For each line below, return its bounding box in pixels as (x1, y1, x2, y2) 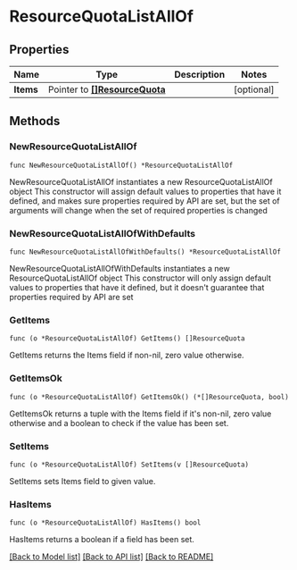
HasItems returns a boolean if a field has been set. (9, 534, 194, 545)
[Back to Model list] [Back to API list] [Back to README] (9, 551, 214, 562)
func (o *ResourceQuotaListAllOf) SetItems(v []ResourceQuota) (9, 460, 250, 469)
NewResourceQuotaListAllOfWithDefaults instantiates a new (9, 263, 230, 273)
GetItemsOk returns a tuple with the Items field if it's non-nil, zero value (9, 408, 272, 419)
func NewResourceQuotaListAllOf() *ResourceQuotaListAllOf (9, 161, 234, 170)
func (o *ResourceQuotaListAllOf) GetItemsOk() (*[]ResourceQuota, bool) (9, 392, 290, 401)
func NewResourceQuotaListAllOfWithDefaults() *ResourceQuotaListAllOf (9, 247, 281, 256)
